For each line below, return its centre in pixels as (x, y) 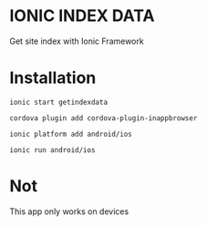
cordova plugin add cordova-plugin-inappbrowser (103, 118)
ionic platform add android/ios (71, 134)
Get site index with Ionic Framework (77, 41)
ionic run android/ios (52, 150)
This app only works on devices (69, 211)
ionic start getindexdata (58, 102)
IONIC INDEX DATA (82, 16)
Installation (53, 78)
